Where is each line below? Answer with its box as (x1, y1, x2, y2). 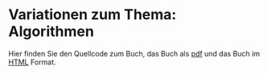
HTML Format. (8, 57, 56, 67)
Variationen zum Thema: (8, 6, 177, 24)
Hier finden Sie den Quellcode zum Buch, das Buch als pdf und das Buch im (8, 49, 260, 58)
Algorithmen (8, 22, 94, 41)
